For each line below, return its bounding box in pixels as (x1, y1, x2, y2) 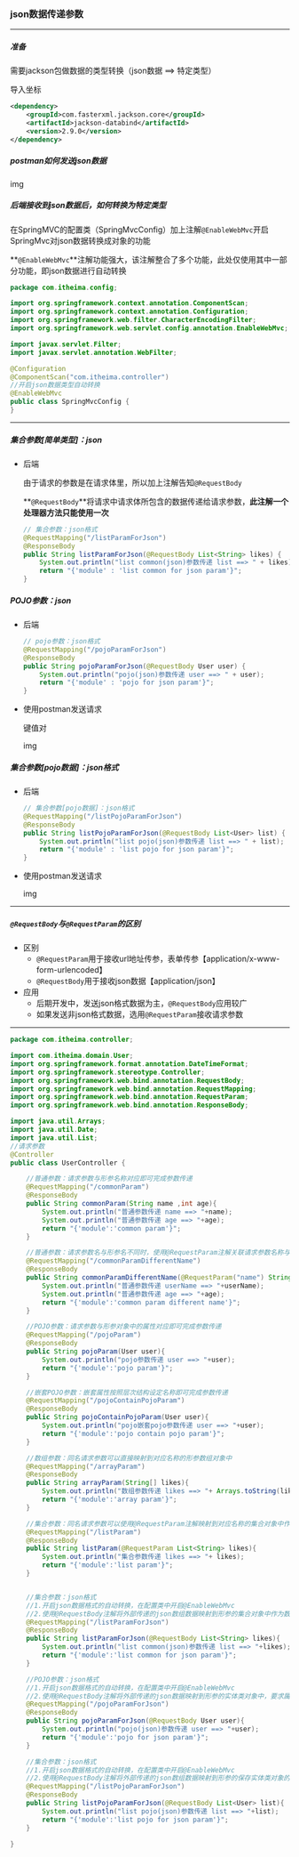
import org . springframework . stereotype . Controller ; (10, 1068, 205, 1077)
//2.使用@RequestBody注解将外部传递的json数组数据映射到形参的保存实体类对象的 (26, 1773, 291, 1783)
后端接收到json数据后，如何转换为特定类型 (10, 200, 167, 211)
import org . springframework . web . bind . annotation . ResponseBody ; (10, 1101, 249, 1110)
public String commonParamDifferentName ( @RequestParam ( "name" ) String (26, 1273, 293, 1282)
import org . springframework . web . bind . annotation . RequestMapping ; (10, 1084, 256, 1094)
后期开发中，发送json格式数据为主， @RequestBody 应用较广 (35, 998, 248, 1009)
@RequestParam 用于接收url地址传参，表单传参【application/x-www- (35, 954, 280, 965)
